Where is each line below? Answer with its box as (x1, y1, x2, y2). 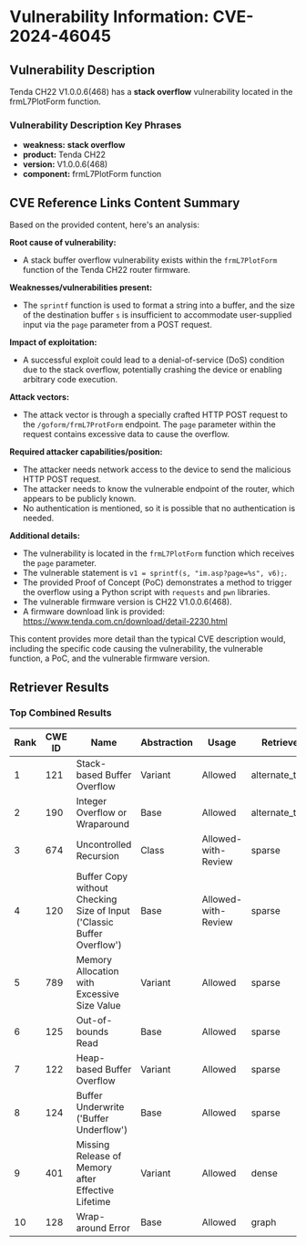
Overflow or (76, 806, 127, 819)
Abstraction (140, 736, 193, 749)
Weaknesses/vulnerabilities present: (9, 282, 153, 293)
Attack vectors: (9, 392, 70, 403)
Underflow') (76, 1123, 128, 1136)
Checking (76, 893, 117, 906)
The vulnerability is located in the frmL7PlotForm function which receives (22, 548, 295, 559)
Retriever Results (9, 679, 109, 695)
